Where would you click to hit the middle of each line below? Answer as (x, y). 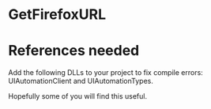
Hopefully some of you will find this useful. (78, 96)
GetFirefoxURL (57, 15)
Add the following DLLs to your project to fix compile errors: (105, 73)
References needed (74, 51)
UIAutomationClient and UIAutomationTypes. (81, 81)
